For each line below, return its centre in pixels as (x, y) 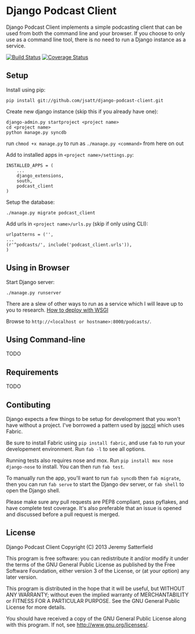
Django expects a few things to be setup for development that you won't (93, 419)
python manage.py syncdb (36, 132)
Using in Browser (38, 268)
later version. (22, 577)
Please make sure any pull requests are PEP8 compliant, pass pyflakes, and (97, 502)
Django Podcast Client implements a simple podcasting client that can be (94, 27)
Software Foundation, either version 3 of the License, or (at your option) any (98, 571)
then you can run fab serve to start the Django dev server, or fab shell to (95, 484)
